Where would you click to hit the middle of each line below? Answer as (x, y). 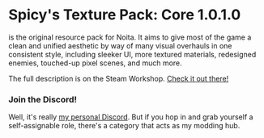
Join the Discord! (43, 99)
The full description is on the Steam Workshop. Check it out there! (119, 78)
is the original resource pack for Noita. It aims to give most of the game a (130, 37)
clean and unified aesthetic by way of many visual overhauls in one (120, 45)
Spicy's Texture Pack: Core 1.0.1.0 (125, 15)
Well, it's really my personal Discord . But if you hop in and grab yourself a (131, 117)
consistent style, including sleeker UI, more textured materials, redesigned (132, 54)
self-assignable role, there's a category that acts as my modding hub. (124, 126)
